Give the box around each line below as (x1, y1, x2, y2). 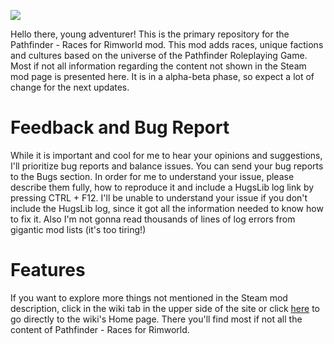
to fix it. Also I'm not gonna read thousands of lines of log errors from (10, 213, 296, 225)
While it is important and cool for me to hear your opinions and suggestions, (10, 149, 323, 161)
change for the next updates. (10, 81, 130, 93)
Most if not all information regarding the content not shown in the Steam (10, 60, 307, 72)
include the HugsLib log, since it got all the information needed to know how (10, 202, 324, 214)
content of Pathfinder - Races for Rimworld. (10, 323, 190, 335)
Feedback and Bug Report (10, 116, 230, 139)
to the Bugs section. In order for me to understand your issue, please (10, 170, 295, 182)
